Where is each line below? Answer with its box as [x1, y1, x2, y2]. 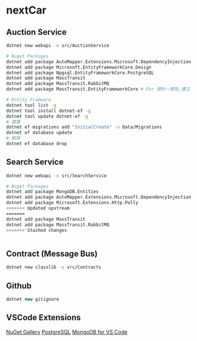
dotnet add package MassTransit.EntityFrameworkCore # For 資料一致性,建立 [6, 86, 191, 92]
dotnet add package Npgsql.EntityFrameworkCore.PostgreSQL [6, 70, 155, 76]
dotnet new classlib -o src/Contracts [6, 264, 101, 270]
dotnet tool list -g [6, 102, 57, 108]
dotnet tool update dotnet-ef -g [6, 113, 88, 119]
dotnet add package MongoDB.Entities [6, 189, 99, 195]
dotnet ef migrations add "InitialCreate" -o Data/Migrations [6, 124, 162, 130]
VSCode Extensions [6, 313, 81, 323]
